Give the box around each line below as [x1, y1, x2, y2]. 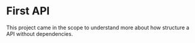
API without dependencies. [6, 30, 73, 37]
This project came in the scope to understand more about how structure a [6, 24, 190, 31]
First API [6, 4, 50, 18]
